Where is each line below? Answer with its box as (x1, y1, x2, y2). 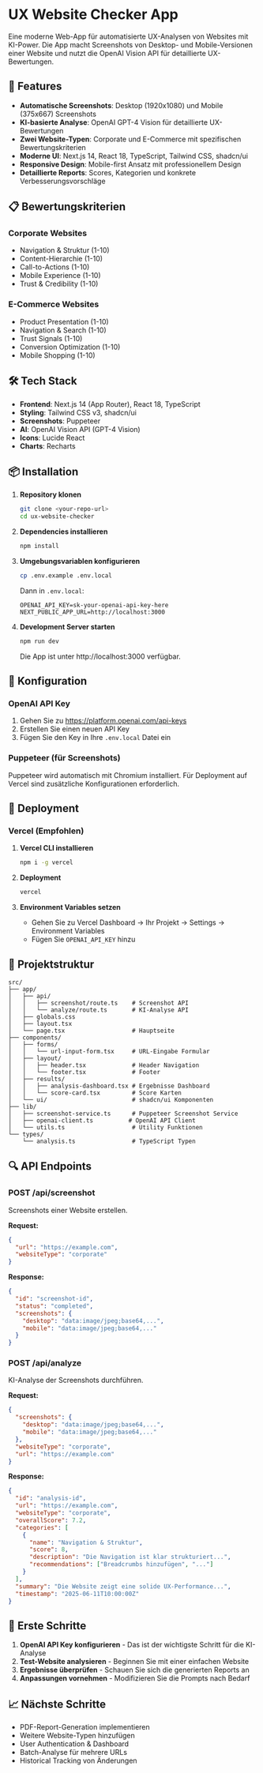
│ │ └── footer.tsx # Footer (8, 1068, 160, 1076)
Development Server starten (19, 622, 116, 631)
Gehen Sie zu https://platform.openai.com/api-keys (19, 716, 187, 726)
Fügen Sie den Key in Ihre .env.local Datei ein (19, 733, 171, 742)
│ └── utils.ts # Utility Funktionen (8, 1123, 203, 1131)
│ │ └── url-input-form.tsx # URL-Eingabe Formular (8, 1047, 211, 1055)
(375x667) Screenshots (19, 109, 97, 118)
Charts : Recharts (19, 441, 77, 451)
